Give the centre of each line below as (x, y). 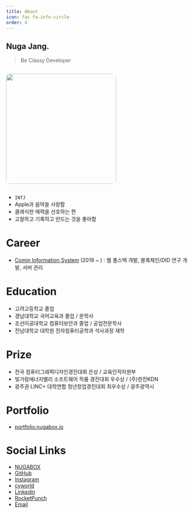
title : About (22, 11)
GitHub (23, 473)
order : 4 (17, 22)
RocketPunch (31, 498)
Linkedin (25, 492)
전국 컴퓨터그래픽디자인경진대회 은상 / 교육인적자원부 (75, 372)
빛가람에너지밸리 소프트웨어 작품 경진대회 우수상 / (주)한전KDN (86, 379)
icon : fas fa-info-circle (38, 17)
